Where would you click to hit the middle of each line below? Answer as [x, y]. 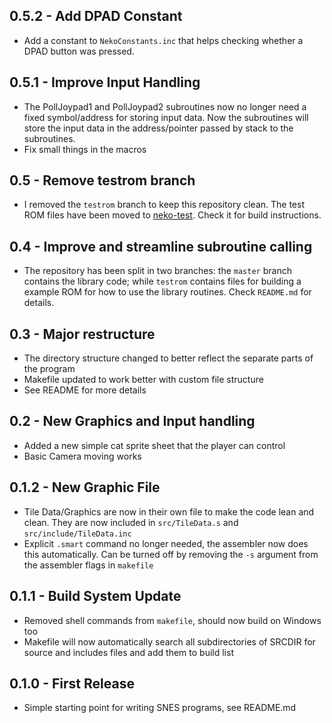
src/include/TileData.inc [77, 534]
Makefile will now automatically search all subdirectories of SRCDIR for [169, 641]
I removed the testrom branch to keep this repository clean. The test [164, 205]
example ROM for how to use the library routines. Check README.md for [167, 292]
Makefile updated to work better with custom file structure [143, 380]
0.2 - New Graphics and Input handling [132, 421]
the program [49, 369]
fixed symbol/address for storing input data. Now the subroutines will [166, 117]
